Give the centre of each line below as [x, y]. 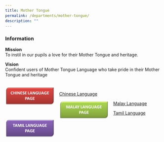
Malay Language [130, 103]
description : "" [22, 21]
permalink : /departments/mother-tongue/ [47, 16]
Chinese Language [78, 94]
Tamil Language [129, 113]
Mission [14, 49]
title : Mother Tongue [27, 10]
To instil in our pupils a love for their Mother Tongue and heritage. [72, 55]
